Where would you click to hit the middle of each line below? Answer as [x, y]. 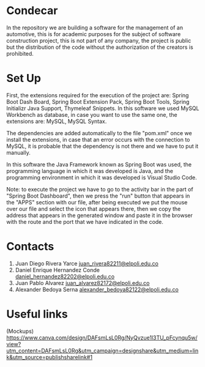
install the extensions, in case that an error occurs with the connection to [98, 139]
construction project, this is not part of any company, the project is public [99, 40]
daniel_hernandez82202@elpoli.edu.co [65, 276]
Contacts [30, 247]
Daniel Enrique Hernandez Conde [57, 270]
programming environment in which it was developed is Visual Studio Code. [102, 177]
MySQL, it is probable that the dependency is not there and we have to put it [102, 146]
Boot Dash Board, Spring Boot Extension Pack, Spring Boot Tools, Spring [98, 102]
